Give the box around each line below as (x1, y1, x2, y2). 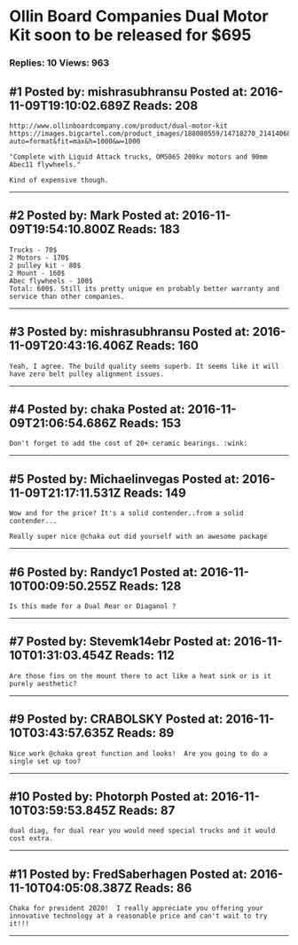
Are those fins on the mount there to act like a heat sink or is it (9, 671, 272, 680)
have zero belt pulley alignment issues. (9, 370, 165, 379)
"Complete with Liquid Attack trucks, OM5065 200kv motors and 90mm (9, 152, 268, 161)
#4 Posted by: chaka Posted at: (9, 402, 185, 417)
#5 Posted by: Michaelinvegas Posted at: (9, 472, 240, 487)
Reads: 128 (119, 578, 182, 593)
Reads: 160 (136, 339, 200, 354)
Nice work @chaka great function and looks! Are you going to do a (9, 749, 268, 758)
